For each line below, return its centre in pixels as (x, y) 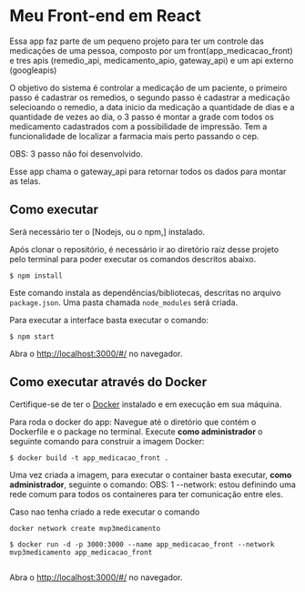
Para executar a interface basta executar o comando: (109, 320)
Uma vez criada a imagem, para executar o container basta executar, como (151, 475)
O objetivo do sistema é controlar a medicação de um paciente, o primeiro (148, 87)
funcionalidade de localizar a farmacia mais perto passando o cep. (134, 136)
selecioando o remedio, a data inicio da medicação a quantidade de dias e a (152, 107)
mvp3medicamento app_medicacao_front (81, 552)
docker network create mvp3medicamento (85, 528)
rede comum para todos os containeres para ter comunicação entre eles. (147, 494)
